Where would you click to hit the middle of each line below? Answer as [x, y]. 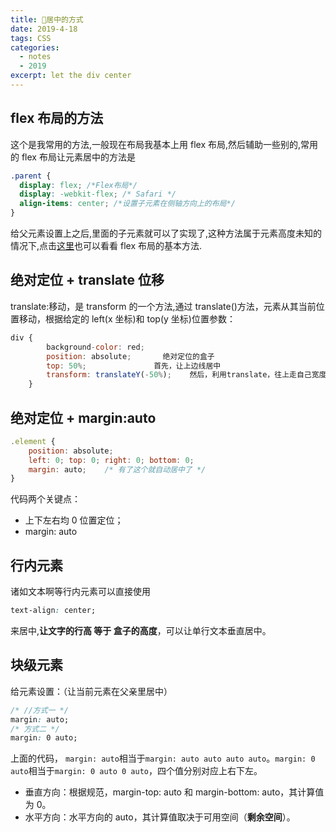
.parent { [31, 176]
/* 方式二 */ [35, 729]
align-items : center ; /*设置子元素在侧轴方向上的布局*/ [127, 204]
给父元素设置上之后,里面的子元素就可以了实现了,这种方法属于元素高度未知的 [166, 233]
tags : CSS [31, 38]
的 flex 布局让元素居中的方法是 [73, 157]
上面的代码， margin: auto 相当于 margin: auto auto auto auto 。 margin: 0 [163, 758]
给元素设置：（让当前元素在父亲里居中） [91, 691]
